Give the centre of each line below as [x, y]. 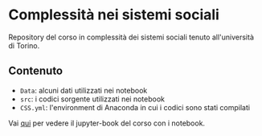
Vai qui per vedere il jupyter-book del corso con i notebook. [107, 123]
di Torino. [24, 45]
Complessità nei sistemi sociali [114, 15]
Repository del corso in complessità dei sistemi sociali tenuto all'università [131, 37]
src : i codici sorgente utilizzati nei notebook [92, 99]
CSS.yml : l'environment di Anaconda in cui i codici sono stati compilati [135, 107]
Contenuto [35, 71]
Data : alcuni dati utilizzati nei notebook [84, 90]
